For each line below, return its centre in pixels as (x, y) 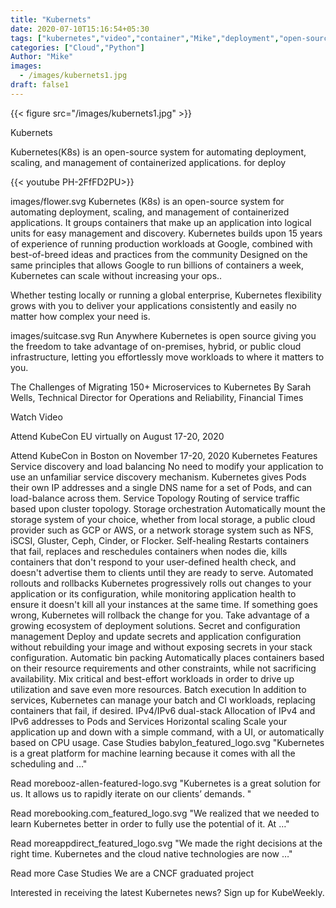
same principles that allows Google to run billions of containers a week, (157, 265)
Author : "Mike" (42, 57)
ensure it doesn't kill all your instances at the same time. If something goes (164, 604)
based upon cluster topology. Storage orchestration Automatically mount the (168, 508)
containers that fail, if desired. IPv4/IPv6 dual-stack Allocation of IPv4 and (163, 710)
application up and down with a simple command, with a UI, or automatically (167, 732)
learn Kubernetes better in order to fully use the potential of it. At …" (150, 823)
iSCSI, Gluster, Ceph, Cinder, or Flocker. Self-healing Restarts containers (160, 540)
